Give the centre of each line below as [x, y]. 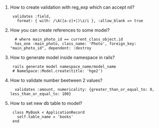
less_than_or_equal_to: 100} [41, 94]
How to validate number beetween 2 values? [56, 80]
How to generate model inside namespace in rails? [62, 57]
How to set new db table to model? [46, 103]
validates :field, [32, 17]
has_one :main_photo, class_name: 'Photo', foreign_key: [76, 44]
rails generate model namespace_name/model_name [64, 67]
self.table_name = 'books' [45, 117]
